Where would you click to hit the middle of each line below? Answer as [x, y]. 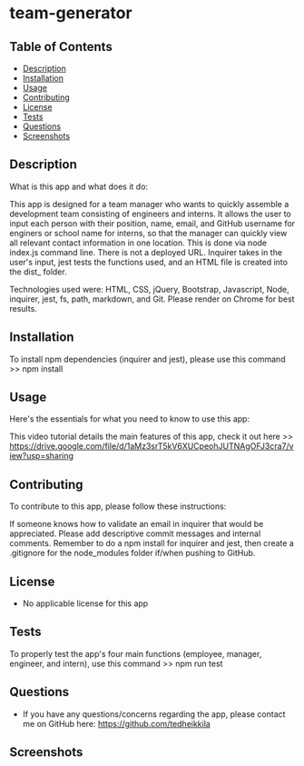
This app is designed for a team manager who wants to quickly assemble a [149, 204]
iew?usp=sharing [42, 456]
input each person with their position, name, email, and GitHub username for [152, 223]
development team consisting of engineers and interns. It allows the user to [151, 214]
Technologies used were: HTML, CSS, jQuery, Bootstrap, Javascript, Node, [149, 289]
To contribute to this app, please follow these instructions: [118, 506]
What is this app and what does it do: [78, 186]
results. [24, 308]
